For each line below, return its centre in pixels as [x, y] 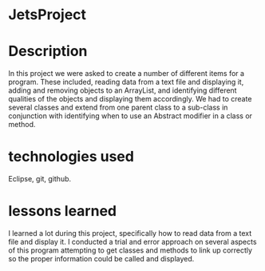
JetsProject [47, 15]
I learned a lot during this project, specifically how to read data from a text [130, 233]
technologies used [71, 157]
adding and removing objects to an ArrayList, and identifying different [123, 90]
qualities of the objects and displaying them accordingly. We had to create [130, 99]
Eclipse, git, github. [40, 179]
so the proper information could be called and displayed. [101, 259]
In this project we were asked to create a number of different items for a [127, 74]
